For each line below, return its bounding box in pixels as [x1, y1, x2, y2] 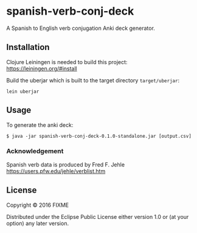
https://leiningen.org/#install [6, 65, 77, 72]
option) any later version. [6, 220, 69, 227]
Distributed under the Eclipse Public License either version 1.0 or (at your [6, 213, 189, 220]
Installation [6, 42, 50, 52]
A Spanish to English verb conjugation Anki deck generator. [6, 24, 155, 32]
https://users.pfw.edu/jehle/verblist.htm [6, 167, 106, 174]
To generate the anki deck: [6, 121, 74, 129]
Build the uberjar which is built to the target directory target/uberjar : [6, 76, 180, 84]
